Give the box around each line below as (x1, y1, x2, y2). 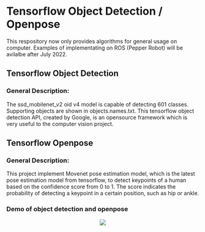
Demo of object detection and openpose (6, 205, 129, 214)
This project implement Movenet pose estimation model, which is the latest (6, 170, 195, 178)
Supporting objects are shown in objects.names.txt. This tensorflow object (6, 107, 195, 114)
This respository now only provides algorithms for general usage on (6, 37, 177, 45)
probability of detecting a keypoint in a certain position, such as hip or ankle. (6, 190, 199, 197)
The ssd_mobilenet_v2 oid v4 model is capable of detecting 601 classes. (6, 100, 189, 108)
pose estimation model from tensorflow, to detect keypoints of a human (6, 176, 187, 184)
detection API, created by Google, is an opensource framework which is (6, 113, 188, 121)
